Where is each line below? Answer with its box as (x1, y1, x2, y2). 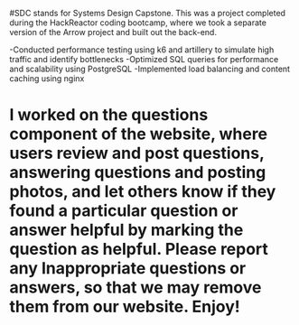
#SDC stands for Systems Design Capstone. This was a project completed (9, 8, 286, 18)
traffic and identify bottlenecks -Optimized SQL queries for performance (9, 54, 279, 64)
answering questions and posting (9, 162, 266, 183)
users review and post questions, (9, 144, 265, 163)
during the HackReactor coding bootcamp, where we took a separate (9, 17, 266, 28)
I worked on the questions (9, 105, 209, 125)
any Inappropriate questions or (9, 258, 247, 279)
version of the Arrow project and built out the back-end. (9, 27, 217, 37)
